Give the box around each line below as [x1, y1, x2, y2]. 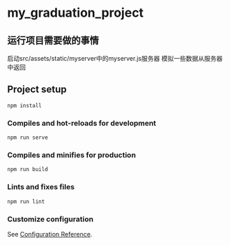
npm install [7, 102, 42, 109]
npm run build [7, 166, 49, 173]
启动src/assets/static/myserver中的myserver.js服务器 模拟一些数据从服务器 [7, 54, 223, 62]
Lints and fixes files [7, 182, 75, 192]
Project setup [7, 84, 68, 96]
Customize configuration [7, 214, 94, 224]
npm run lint [7, 198, 45, 205]
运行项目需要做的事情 [7, 34, 99, 46]
